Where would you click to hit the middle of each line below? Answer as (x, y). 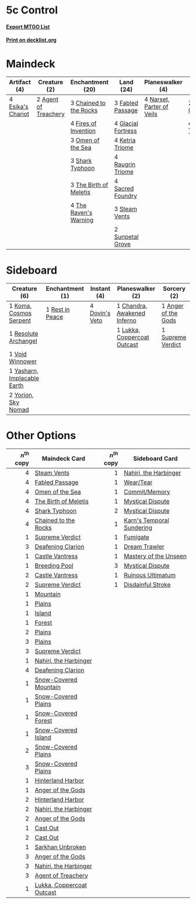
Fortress (125, 131)
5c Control (32, 10)
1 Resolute (24, 334)
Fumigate (136, 537)
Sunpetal (126, 237)
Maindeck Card (64, 458)
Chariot (19, 114)
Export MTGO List (28, 26)
